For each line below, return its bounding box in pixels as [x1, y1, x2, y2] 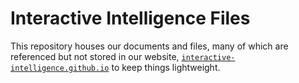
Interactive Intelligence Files [10, 7, 251, 30]
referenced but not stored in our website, [10, 50, 180, 62]
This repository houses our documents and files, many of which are [10, 40, 289, 52]
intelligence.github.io [10, 63, 110, 73]
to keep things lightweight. [111, 61, 221, 73]
